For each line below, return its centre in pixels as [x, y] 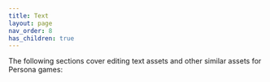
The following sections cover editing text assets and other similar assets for [135, 61]
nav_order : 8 [30, 31]
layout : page [30, 23]
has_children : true [41, 38]
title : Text [28, 16]
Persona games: [36, 70]
